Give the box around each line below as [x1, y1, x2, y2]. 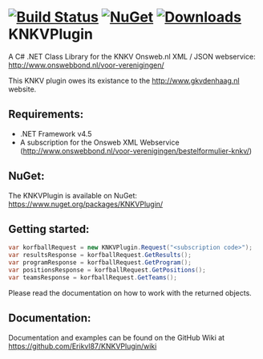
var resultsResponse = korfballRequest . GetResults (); [8, 251, 192, 259]
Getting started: [8, 222, 90, 236]
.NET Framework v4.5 [19, 129, 92, 138]
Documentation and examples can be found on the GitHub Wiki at [8, 332, 225, 342]
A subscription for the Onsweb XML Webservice [19, 137, 180, 147]
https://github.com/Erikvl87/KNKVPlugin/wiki [8, 341, 157, 351]
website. [8, 84, 37, 94]
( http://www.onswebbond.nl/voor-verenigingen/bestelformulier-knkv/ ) [19, 145, 253, 156]
